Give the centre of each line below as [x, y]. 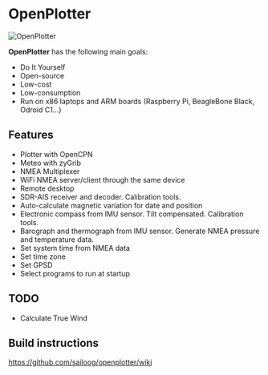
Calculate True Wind [54, 318]
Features [31, 135]
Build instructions [53, 343]
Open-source [42, 75]
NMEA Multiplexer [50, 171]
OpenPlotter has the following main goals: [78, 51]
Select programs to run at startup [75, 273]
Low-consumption [50, 92]
